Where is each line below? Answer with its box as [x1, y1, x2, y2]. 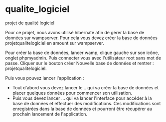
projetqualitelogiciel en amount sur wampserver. [5, 40, 104, 46]
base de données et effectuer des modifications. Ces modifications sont [12, 100, 161, 106]
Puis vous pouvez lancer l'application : [5, 75, 84, 81]
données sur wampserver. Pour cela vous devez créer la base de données [5, 35, 158, 41]
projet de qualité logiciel [5, 20, 55, 26]
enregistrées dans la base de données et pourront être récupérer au [12, 106, 153, 112]
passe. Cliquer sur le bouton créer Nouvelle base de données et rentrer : [5, 60, 154, 66]
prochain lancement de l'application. [12, 111, 88, 117]
